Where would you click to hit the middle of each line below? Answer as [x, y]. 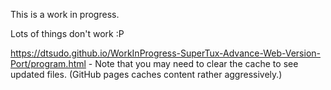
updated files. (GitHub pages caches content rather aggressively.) [146, 74]
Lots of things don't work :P [67, 33]
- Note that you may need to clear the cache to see [193, 63]
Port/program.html [48, 63]
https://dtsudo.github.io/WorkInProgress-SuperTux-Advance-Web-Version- [166, 53]
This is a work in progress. [65, 14]
